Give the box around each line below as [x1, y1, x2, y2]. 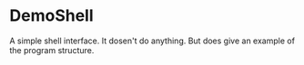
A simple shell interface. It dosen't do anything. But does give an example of [9, 35, 296, 46]
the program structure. [9, 44, 95, 55]
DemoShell [9, 5, 94, 26]
